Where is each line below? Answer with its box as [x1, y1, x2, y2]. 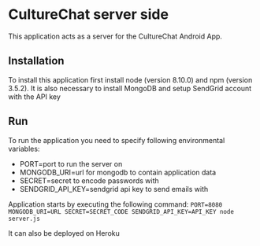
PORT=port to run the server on [19, 159, 123, 168]
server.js [8, 215, 41, 222]
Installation [8, 54, 65, 68]
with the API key [8, 92, 61, 101]
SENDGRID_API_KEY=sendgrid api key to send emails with [19, 184, 209, 193]
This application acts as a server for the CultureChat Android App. [8, 31, 223, 41]
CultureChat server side [8, 6, 169, 24]
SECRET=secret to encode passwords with [19, 175, 159, 185]
